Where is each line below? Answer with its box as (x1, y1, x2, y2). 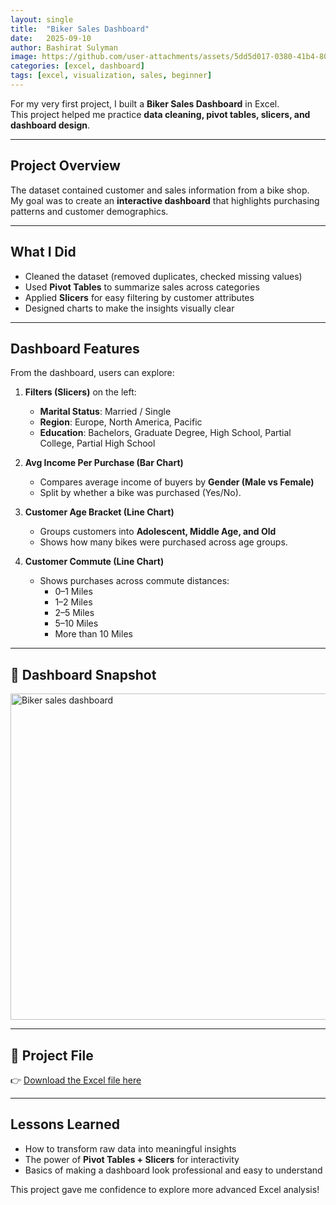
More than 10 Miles (54, 628, 133, 640)
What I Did (10, 244, 77, 261)
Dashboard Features (10, 340, 140, 357)
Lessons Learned (10, 1116, 120, 1133)
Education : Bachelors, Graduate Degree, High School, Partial (39, 427, 292, 439)
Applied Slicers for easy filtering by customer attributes (24, 291, 255, 303)
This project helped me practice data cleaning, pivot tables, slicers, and (10, 108, 311, 120)
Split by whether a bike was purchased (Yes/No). (39, 487, 242, 499)
